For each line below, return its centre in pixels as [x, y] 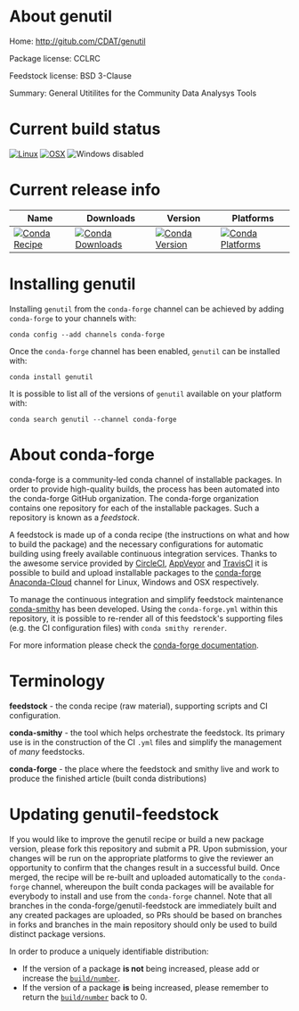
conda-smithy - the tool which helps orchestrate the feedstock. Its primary [147, 733]
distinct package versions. [57, 933]
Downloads [111, 218]
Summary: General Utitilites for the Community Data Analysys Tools [133, 93]
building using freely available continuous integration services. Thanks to [143, 553]
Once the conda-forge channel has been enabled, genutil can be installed [145, 351]
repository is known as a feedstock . [75, 517]
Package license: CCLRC [55, 58]
